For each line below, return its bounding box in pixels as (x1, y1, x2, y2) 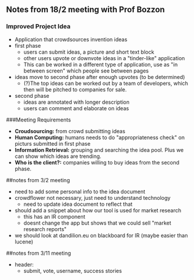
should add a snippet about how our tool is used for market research (14, 206, 182, 214)
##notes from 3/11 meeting (6, 249, 71, 256)
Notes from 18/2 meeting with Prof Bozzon (6, 5, 165, 15)
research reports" (23, 225, 67, 232)
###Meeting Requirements (6, 116, 71, 123)
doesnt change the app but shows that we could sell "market (23, 219, 172, 226)
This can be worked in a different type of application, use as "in (23, 61, 178, 68)
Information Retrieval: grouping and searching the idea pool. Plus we (14, 146, 184, 153)
